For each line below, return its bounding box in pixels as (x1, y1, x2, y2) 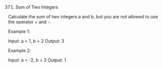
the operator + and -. (8, 19, 51, 25)
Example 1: (8, 29, 30, 34)
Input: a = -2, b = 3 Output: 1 (8, 57, 66, 63)
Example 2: (8, 48, 31, 53)
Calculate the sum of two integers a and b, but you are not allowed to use (8, 14, 158, 19)
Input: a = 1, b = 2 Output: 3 (8, 38, 64, 44)
